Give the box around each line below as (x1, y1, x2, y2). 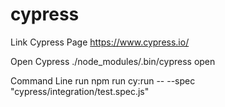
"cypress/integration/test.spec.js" (10, 85, 150, 97)
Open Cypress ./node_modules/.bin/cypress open (10, 55, 216, 67)
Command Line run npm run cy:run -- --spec (10, 74, 196, 87)
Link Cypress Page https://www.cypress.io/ (10, 36, 190, 48)
